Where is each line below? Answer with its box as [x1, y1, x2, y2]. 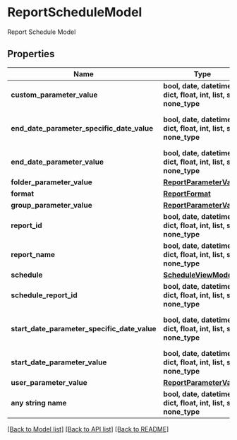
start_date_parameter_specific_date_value [11, 323, 157, 333]
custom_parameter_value [11, 90, 98, 100]
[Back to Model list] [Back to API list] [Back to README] [7, 424, 169, 433]
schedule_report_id [11, 290, 78, 300]
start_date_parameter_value [11, 357, 107, 367]
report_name [11, 249, 55, 259]
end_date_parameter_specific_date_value [11, 123, 154, 133]
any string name [11, 398, 67, 408]
